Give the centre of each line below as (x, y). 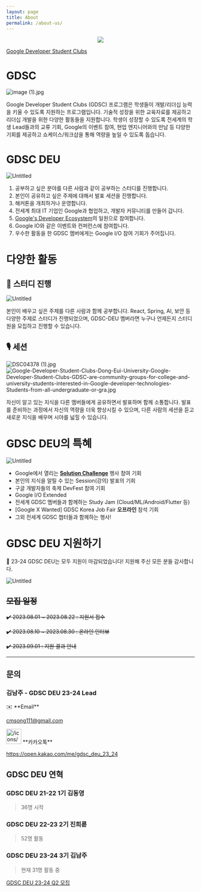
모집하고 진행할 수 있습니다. (49, 326)
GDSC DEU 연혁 (35, 775)
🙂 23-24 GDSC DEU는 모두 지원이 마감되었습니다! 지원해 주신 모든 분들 (90, 561)
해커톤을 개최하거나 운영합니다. (51, 203)
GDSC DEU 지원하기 (54, 544)
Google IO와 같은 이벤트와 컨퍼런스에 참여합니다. (72, 226)
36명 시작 (32, 807)
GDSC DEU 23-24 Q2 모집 (38, 882)
